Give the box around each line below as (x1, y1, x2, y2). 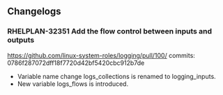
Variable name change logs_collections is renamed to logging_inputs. (17, 72, 216, 80)
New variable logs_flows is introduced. (17, 80, 129, 88)
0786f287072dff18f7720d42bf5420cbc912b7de (7, 59, 145, 67)
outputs (7, 35, 35, 45)
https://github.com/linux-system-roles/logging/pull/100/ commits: (7, 51, 195, 59)
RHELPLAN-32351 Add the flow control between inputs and (7, 27, 213, 36)
